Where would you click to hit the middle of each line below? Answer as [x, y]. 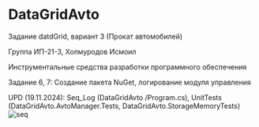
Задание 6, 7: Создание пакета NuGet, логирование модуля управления [129, 82]
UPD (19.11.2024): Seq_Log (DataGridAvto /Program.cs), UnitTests [115, 97]
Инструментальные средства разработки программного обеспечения [128, 67]
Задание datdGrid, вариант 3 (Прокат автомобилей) [96, 36]
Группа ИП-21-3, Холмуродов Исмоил [72, 51]
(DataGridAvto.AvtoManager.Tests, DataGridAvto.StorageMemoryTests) [124, 106]
